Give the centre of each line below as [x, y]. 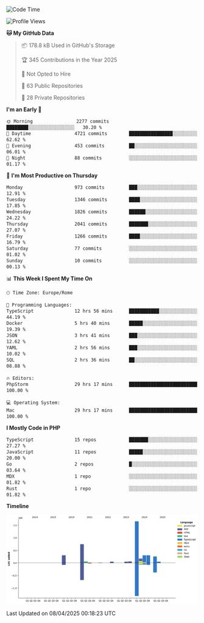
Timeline [18, 506]
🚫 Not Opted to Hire [46, 74]
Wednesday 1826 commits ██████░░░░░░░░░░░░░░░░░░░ [102, 212]
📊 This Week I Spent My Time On [49, 279]
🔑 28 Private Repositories [53, 97]
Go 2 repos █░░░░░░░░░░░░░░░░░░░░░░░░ [102, 464]
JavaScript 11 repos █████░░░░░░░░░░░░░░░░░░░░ [102, 452]
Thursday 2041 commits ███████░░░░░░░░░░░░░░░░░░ [102, 224]
